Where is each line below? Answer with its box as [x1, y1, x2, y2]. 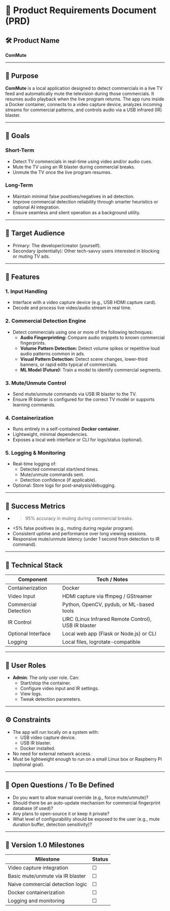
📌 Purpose [5, 72, 39, 80]
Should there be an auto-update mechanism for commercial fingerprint [12, 799, 160, 806]
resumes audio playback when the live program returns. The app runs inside [5, 96, 164, 102]
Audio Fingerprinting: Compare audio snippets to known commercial [20, 334, 165, 341]
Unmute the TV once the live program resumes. [12, 169, 112, 175]
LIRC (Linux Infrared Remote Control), [62, 616, 152, 623]
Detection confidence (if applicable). [20, 477, 97, 483]
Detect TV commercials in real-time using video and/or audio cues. [12, 158, 153, 164]
